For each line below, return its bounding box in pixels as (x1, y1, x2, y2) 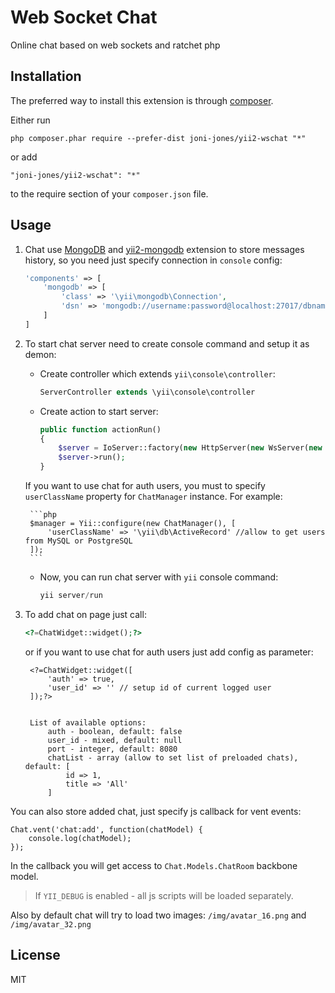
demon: (24, 348, 57, 360)
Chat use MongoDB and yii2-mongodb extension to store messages (24, 243, 305, 255)
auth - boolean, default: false (47, 726, 183, 736)
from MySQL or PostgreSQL (24, 536, 133, 546)
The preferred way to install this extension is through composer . (10, 94, 274, 106)
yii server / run (39, 591, 103, 601)
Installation (10, 68, 82, 85)
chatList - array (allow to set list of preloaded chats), (47, 752, 299, 763)
